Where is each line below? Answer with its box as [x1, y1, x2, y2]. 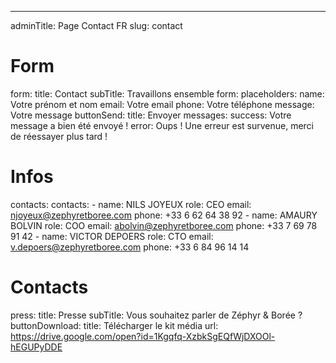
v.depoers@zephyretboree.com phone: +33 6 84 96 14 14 [10, 241, 250, 253]
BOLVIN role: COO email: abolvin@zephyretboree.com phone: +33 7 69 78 [10, 219, 318, 231]
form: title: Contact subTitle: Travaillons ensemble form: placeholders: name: [10, 87, 325, 100]
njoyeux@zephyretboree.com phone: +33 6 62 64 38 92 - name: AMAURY [10, 209, 318, 221]
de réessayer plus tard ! [10, 130, 108, 142]
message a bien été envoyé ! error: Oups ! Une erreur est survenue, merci [10, 119, 315, 131]
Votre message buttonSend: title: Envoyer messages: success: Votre [10, 109, 292, 121]
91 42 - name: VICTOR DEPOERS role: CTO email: [10, 230, 214, 242]
